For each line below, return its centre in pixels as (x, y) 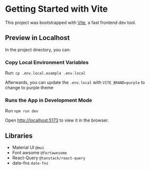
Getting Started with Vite (57, 9)
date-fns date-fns (30, 163)
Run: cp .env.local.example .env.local (45, 73)
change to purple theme (29, 88)
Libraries (19, 136)
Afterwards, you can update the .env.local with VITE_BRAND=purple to (75, 83)
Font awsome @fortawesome (40, 153)
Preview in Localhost (37, 38)
